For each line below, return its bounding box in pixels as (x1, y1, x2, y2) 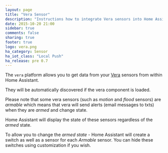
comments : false (5, 30, 39, 35)
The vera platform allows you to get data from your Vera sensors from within (5, 72, 162, 78)
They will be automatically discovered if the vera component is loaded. (5, 87, 151, 93)
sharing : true (5, 35, 35, 40)
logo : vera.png (5, 44, 37, 49)
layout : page (5, 7, 32, 12)
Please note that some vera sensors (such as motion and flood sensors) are (5, 97, 161, 103)
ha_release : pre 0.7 (5, 58, 48, 63)
